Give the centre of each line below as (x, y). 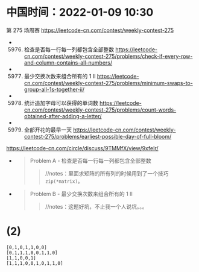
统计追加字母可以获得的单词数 (61, 103)
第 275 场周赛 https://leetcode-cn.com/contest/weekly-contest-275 (90, 30)
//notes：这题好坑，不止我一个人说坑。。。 (96, 206)
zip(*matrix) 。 (64, 181)
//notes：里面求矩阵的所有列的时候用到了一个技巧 (107, 173)
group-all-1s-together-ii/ (54, 89)
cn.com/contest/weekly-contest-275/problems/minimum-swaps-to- (108, 83)
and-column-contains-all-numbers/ (68, 62)
